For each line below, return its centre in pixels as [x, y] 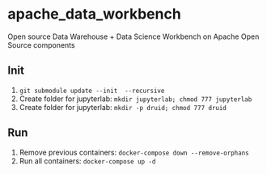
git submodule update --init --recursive [92, 91]
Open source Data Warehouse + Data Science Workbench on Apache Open [133, 36]
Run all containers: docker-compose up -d [87, 161]
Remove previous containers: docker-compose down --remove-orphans [134, 152]
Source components [41, 45]
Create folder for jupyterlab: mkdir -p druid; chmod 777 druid [123, 107]
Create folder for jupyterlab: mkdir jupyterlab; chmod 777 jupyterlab [136, 99]
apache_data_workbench [94, 14]
